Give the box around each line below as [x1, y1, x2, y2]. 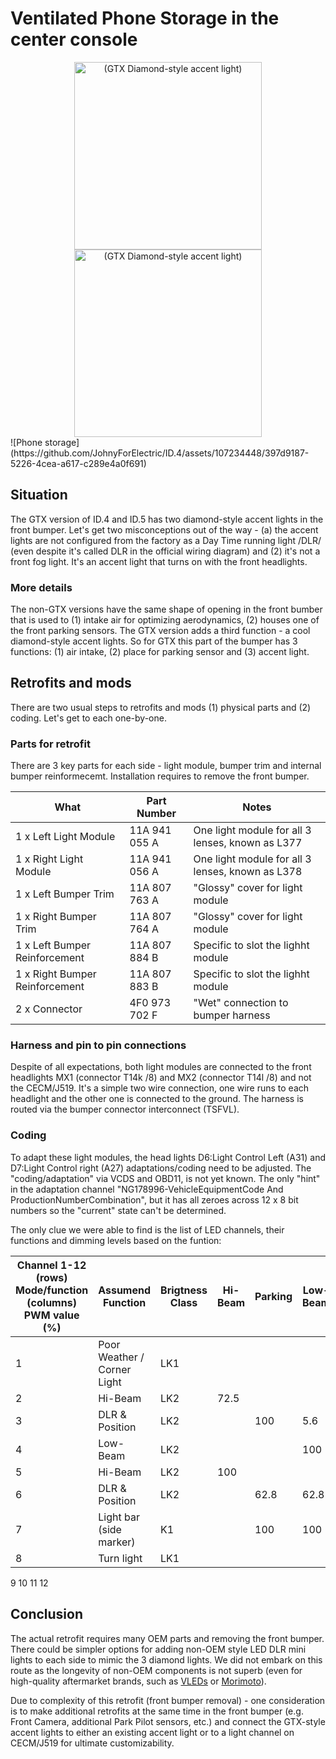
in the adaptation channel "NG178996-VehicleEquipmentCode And [10, 1183, 284, 1195]
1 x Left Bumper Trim [15, 887, 115, 901]
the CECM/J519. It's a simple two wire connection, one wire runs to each [10, 1082, 310, 1094]
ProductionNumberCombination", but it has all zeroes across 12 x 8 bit [10, 1193, 299, 1206]
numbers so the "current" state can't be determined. [10, 1204, 227, 1216]
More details [10, 580, 73, 594]
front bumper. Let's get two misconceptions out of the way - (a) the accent [10, 523, 319, 536]
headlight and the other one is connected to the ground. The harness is [10, 1093, 304, 1105]
